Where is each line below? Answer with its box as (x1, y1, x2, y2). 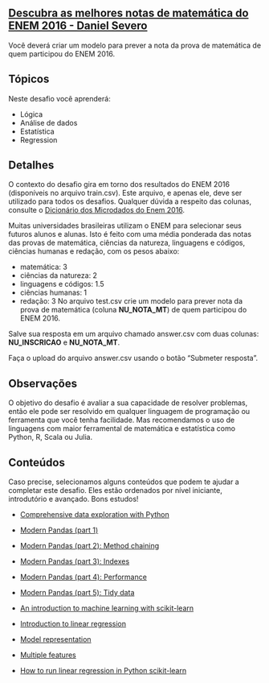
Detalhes (8, 159, 55, 172)
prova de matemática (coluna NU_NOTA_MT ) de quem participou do (19, 305, 247, 315)
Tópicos (8, 72, 50, 86)
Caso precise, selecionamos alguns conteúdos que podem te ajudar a (8, 477, 239, 486)
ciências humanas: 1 (19, 288, 88, 297)
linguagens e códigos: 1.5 (19, 279, 104, 289)
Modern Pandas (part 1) (19, 525, 99, 535)
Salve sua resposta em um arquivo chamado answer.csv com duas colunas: (8, 329, 259, 339)
